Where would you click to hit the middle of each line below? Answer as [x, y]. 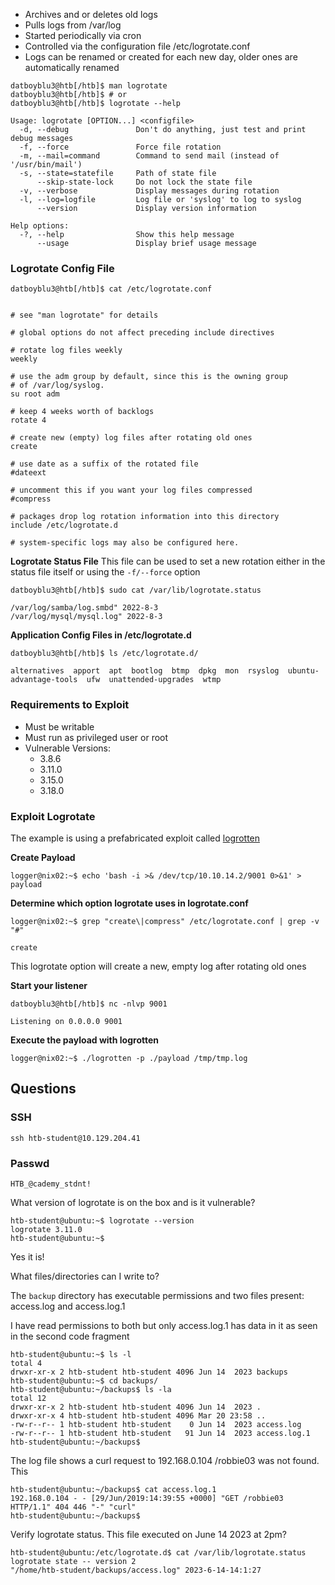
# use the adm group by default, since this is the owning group [149, 377]
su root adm [35, 394]
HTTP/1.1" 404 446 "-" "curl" [73, 1507]
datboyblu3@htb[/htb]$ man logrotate [89, 86]
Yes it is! [27, 1256]
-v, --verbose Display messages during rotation [149, 191]
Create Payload [43, 857]
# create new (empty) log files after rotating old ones [131, 438]
